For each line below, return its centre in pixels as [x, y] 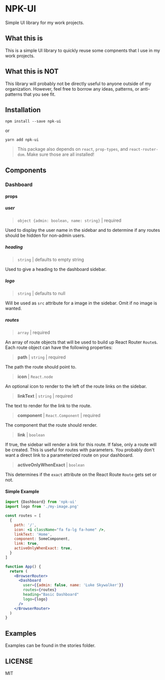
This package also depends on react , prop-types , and [73, 149]
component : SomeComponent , [42, 539]
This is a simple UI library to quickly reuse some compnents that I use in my [83, 50]
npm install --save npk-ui [33, 121]
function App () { [23, 566]
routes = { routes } [40, 590]
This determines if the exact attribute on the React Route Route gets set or [81, 475]
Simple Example [22, 491]
